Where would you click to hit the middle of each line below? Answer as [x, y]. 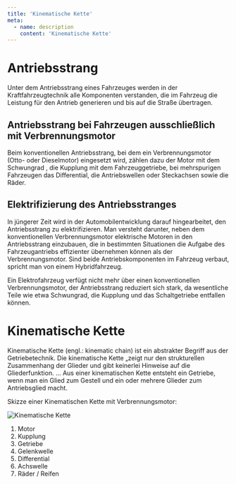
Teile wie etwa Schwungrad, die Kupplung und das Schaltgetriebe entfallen [116, 295]
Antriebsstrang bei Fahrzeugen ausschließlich [111, 125]
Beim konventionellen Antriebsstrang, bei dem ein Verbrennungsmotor [110, 153]
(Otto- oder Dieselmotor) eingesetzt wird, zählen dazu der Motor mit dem [113, 160]
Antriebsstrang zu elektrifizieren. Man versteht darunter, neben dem [106, 229]
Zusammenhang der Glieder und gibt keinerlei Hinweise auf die [99, 365]
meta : [15, 20]
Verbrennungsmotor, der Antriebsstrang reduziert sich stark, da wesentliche [118, 287]
